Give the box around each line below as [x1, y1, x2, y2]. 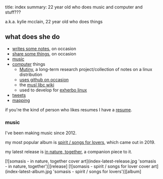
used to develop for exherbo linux [19, 87, 87, 93]
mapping [12, 97, 30, 103]
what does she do [5, 33, 60, 41]
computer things [12, 61, 45, 67]
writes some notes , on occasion [12, 46, 76, 52]
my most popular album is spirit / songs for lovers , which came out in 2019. [5, 140, 156, 145]
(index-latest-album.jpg [5, 169, 52, 175]
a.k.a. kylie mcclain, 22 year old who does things [5, 19, 103, 24]
